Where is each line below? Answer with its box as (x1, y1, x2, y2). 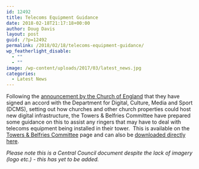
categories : (6, 71, 36, 77)
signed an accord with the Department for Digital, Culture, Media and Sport (6, 99, 193, 106)
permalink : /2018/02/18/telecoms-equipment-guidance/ (6, 43, 145, 49)
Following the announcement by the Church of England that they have (6, 93, 180, 100)
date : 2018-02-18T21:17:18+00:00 (6, 20, 90, 26)
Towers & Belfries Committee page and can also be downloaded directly (6, 131, 186, 139)
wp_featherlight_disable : (6, 48, 71, 54)
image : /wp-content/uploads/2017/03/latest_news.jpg (6, 65, 142, 71)
